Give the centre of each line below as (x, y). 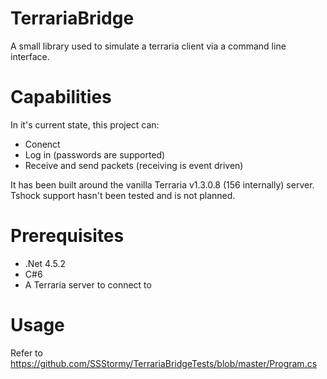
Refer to (26, 353)
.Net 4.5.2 (45, 263)
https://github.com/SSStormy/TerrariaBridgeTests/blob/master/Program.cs (164, 363)
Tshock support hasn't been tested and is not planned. (123, 195)
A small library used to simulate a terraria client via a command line (148, 46)
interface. (30, 56)
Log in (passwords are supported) (95, 154)
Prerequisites (67, 236)
